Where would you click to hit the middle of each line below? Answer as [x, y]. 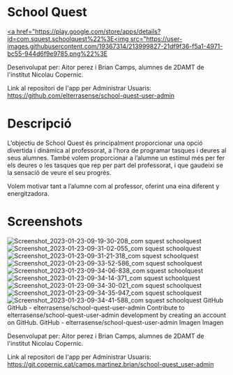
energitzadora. [28, 193]
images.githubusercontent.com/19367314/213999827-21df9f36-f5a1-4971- [115, 46]
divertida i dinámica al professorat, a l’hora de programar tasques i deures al [117, 150]
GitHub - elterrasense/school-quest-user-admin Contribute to [96, 307]
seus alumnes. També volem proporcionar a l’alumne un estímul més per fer [116, 158]
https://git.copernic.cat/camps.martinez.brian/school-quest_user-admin [111, 364]
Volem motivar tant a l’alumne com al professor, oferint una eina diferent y [113, 186]
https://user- [164, 38]
